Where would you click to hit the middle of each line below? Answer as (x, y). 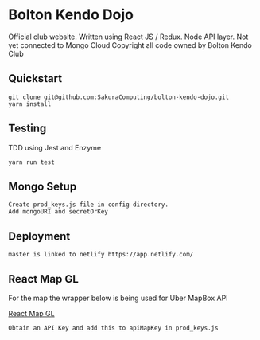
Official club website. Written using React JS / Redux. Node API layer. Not (128, 37)
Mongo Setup (43, 186)
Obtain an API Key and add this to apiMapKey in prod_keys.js (113, 328)
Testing (27, 129)
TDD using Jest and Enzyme (55, 147)
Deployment (39, 236)
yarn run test (32, 162)
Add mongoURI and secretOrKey (58, 212)
